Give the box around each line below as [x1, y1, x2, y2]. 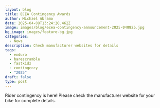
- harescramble [9, 57, 40, 62]
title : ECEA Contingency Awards [5, 12, 71, 16]
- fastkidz [9, 61, 32, 66]
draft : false [5, 75, 32, 79]
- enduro [9, 52, 27, 57]
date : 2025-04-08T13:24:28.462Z [5, 20, 71, 26]
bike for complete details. [5, 97, 56, 103]
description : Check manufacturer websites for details [5, 43, 119, 48]
